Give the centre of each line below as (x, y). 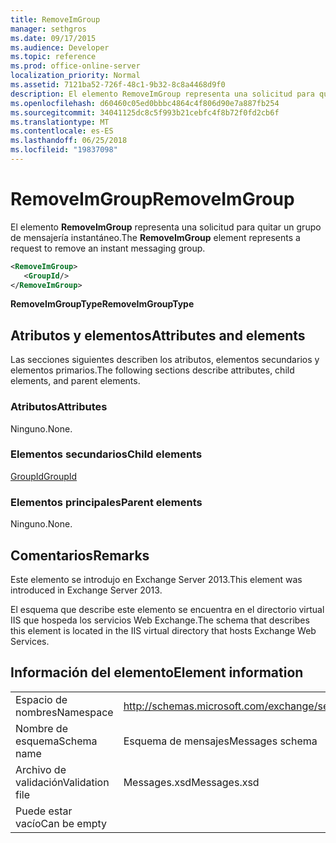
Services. (30, 641)
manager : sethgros (48, 29)
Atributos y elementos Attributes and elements (158, 335)
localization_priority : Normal (75, 76)
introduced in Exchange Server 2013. (86, 590)
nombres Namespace (64, 712)
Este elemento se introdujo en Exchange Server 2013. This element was (156, 579)
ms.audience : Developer (60, 47)
